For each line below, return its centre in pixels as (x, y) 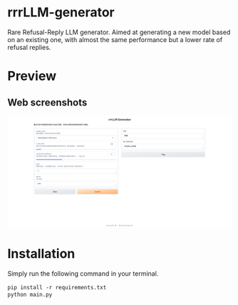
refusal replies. (29, 47)
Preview (32, 76)
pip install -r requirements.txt (57, 287)
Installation (41, 254)
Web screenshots (47, 102)
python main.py (30, 294)
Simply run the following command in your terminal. (83, 273)
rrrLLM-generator (61, 12)
